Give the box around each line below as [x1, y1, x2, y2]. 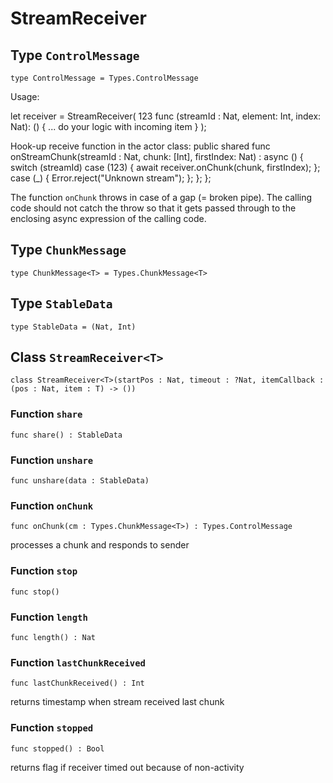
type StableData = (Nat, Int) [10, 322, 137, 332]
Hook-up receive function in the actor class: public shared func [10, 140, 271, 152]
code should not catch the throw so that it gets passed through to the [10, 202, 297, 214]
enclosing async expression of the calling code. [10, 213, 207, 224]
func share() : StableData [10, 430, 123, 440]
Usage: [10, 91, 40, 102]
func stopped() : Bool [10, 743, 105, 754]
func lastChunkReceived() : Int [10, 678, 145, 689]
